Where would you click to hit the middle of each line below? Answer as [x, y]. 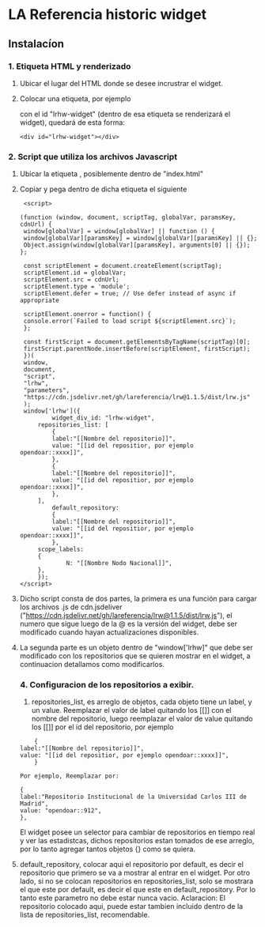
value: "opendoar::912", [61, 811]
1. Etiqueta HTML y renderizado [70, 66]
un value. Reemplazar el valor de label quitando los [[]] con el [131, 710]
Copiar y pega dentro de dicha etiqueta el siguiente [103, 189]
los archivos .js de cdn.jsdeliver [71, 607]
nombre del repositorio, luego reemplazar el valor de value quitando [142, 719]
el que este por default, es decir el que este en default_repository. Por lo [137, 890]
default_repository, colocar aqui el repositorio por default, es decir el [131, 865]
